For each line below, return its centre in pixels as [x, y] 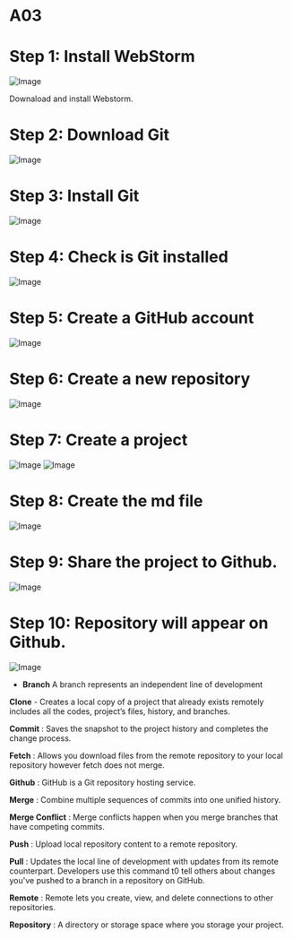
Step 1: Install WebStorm [102, 57]
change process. [40, 738]
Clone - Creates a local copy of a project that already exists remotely [137, 702]
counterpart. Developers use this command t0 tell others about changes [142, 871]
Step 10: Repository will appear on [139, 623]
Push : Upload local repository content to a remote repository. [124, 844]
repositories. [33, 907]
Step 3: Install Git [74, 196]
